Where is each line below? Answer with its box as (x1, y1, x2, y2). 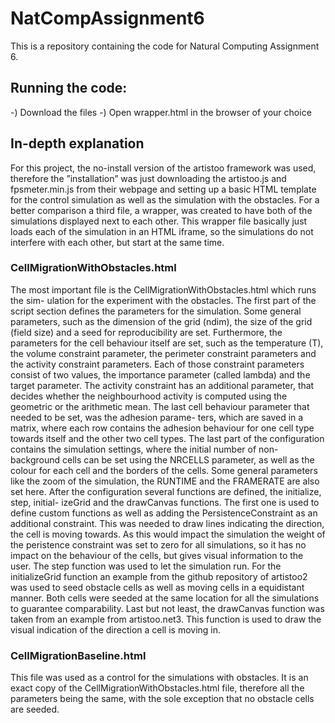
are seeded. (10, 703, 60, 716)
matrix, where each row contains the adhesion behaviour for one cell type (10, 422, 315, 434)
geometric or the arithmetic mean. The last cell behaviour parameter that (10, 400, 310, 412)
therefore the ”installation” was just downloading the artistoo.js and (10, 172, 287, 184)
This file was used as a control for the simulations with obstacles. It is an (10, 672, 309, 684)
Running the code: (10, 80, 128, 97)
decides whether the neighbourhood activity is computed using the (10, 390, 288, 402)
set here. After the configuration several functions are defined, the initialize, (10, 485, 322, 497)
